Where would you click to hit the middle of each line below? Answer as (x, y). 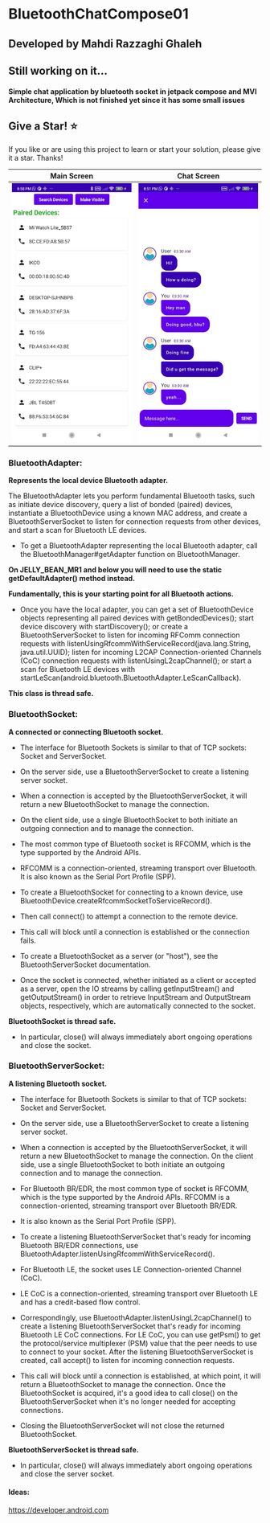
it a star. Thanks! (36, 158)
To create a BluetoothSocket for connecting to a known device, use (131, 892)
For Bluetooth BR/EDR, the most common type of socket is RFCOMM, (134, 1188)
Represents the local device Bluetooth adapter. (88, 481)
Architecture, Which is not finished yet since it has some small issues (127, 100)
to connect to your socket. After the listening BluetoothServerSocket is (137, 1352)
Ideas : (19, 1492)
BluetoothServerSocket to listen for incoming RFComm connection (130, 635)
